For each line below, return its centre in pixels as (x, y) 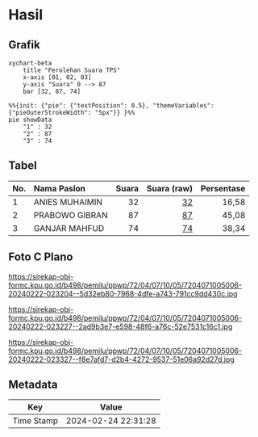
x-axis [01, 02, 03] (57, 78)
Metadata (33, 385)
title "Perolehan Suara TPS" (72, 70)
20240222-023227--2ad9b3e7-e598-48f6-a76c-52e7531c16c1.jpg (121, 326)
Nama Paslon (60, 188)
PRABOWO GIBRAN (71, 215)
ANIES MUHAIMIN (68, 202)
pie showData (30, 120)
